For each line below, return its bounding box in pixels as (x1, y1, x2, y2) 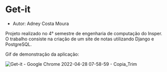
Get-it (5, 4, 31, 15)
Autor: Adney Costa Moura (12, 20, 69, 27)
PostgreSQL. (5, 41, 32, 47)
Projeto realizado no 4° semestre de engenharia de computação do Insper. (5, 30, 162, 36)
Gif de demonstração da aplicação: (5, 51, 79, 57)
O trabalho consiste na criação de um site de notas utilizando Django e (5, 36, 154, 42)
